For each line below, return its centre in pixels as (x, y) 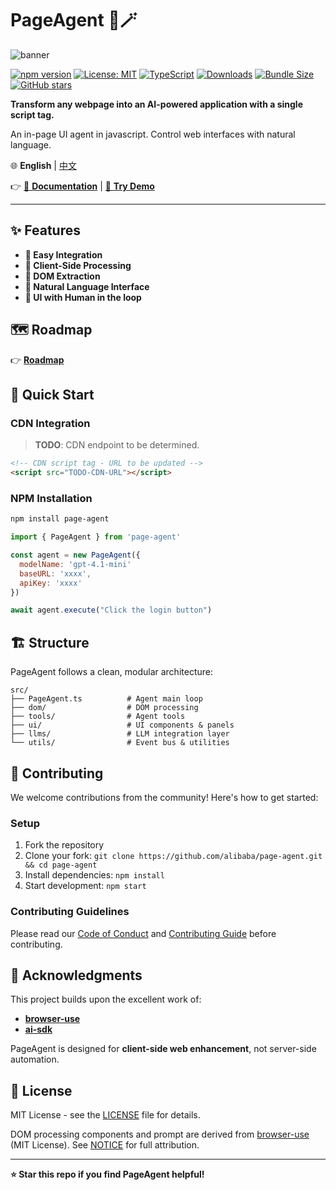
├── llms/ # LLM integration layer (120, 734)
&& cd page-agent (61, 865)
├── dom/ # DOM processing (104, 708)
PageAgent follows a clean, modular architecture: (111, 672)
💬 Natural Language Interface (87, 286)
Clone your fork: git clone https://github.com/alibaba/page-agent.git (173, 856)
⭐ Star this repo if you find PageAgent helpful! (107, 1174)
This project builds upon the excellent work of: (106, 999)
